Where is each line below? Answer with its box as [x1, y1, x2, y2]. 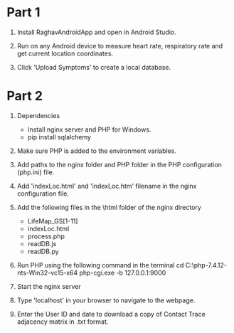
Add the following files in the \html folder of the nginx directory [16, 203, 202, 211]
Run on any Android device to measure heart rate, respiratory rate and [16, 41, 223, 50]
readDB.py [27, 247, 59, 255]
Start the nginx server [16, 282, 81, 290]
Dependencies [16, 111, 60, 120]
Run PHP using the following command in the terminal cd [16, 260, 184, 269]
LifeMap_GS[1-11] [27, 216, 78, 225]
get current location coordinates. [16, 49, 114, 58]
